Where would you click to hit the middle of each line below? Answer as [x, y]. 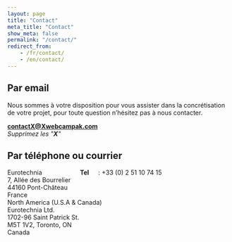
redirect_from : [30, 46]
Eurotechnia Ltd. [31, 210]
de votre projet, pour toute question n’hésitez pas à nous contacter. [105, 113]
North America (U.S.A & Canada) [55, 203]
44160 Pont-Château [38, 188]
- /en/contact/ [42, 60]
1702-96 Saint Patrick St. [43, 217]
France [18, 195]
